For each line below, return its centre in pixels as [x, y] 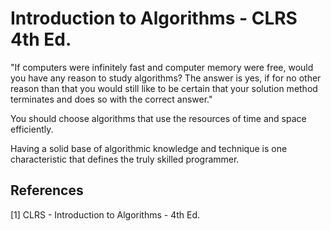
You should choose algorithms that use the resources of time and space [158, 118]
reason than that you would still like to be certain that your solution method [164, 88]
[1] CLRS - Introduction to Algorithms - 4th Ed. [105, 214]
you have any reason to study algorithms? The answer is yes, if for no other [166, 78]
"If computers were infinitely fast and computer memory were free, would [162, 67]
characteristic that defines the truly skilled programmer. [125, 159]
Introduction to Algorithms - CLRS [154, 18]
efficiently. [32, 129]
